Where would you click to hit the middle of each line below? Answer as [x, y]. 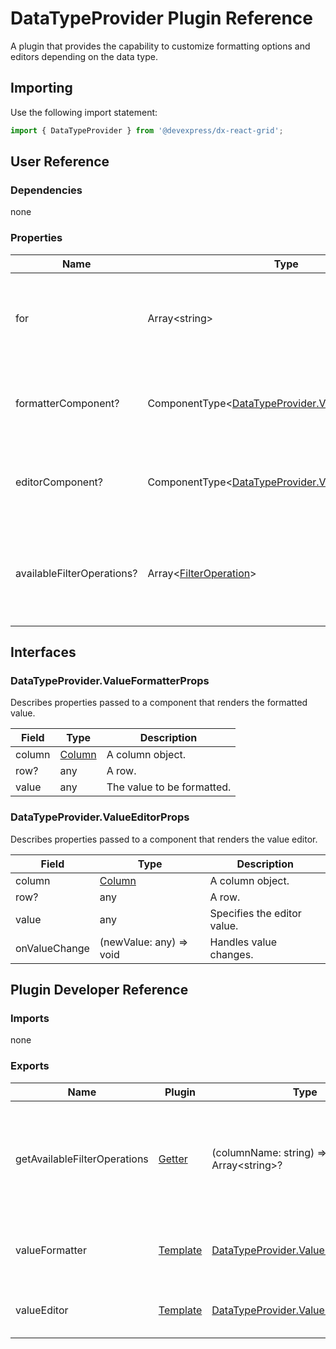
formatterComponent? [67, 403]
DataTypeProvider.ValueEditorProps [100, 817]
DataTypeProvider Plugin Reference [161, 18]
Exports [30, 1066]
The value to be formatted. [169, 787]
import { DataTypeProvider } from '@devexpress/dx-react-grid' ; [147, 130]
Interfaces [43, 652]
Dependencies [46, 190]
